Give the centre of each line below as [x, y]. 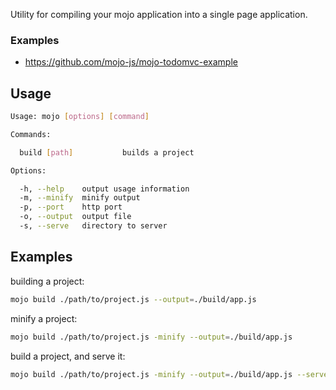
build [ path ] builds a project [107, 152]
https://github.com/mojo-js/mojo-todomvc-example [131, 62]
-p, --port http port [71, 207]
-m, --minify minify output [80, 198]
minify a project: [44, 318]
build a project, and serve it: [68, 356]
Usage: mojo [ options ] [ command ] [80, 117]
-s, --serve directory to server [93, 226]
